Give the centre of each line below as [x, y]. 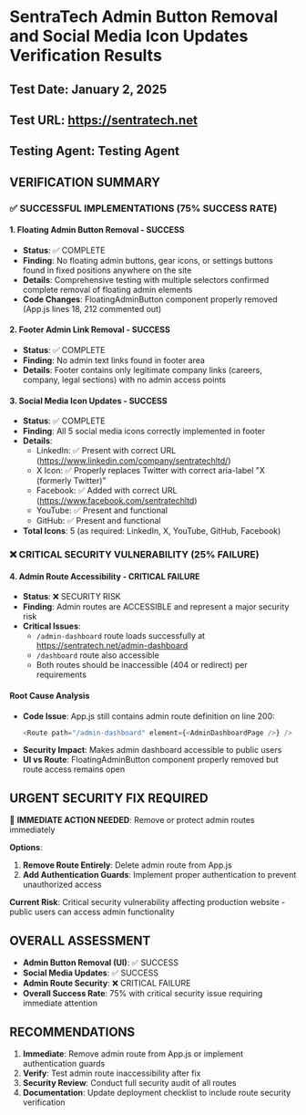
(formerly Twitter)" [71, 481]
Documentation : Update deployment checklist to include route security [157, 1092]
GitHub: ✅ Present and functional [98, 521]
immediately [32, 830]
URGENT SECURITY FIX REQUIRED [109, 798]
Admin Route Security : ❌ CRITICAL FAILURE [107, 984]
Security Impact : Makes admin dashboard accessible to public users [152, 750]
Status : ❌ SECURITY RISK [71, 597]
